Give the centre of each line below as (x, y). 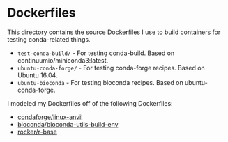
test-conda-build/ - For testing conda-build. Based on (96, 53)
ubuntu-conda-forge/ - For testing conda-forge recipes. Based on (111, 68)
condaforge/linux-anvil (50, 117)
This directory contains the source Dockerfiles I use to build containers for (114, 32)
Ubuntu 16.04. (37, 75)
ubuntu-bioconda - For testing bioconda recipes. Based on (100, 82)
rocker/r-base (37, 132)
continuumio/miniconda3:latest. (63, 60)
